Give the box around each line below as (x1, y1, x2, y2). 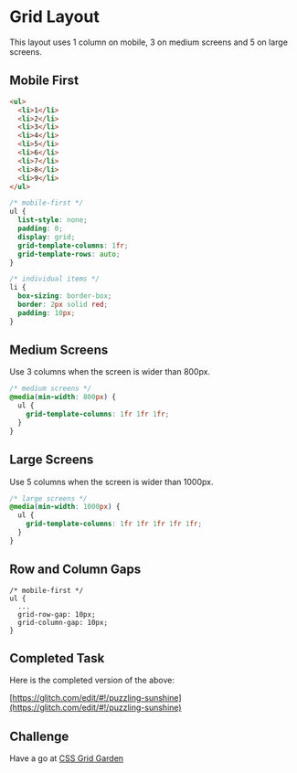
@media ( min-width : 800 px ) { (9, 393, 117, 402)
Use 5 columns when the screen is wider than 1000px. (9, 476, 214, 487)
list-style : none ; (17, 216, 89, 225)
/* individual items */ (9, 274, 101, 284)
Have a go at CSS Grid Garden (9, 753, 124, 764)
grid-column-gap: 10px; (17, 618, 108, 627)
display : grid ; (17, 232, 76, 241)
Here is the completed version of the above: (9, 674, 175, 686)
